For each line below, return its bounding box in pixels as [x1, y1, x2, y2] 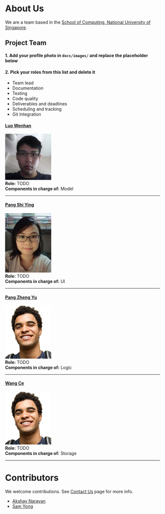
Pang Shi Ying [5, 201, 34, 207]
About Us [5, 3, 44, 14]
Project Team [5, 39, 47, 47]
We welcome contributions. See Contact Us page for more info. [5, 488, 134, 495]
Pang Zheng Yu [5, 294, 37, 300]
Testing [12, 91, 28, 96]
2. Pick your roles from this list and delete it [5, 69, 95, 75]
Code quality [12, 96, 38, 101]
